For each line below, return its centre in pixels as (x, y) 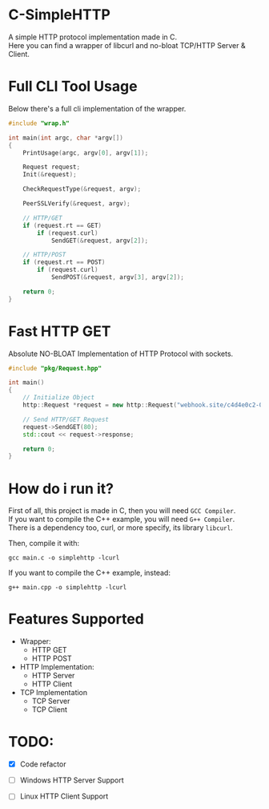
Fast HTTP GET (60, 331)
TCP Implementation (54, 693)
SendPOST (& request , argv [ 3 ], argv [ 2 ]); (117, 277)
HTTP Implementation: (57, 667)
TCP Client (50, 710)
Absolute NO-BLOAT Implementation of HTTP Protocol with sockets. (121, 354)
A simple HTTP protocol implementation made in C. (93, 37)
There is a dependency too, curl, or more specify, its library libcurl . (121, 528)
